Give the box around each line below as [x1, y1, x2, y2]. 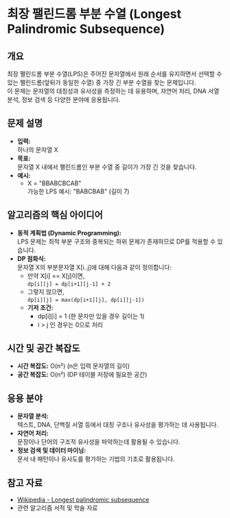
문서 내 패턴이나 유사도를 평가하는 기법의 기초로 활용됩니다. [16, 455, 175, 463]
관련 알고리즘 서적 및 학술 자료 [16, 504, 98, 512]
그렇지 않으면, [27, 287, 65, 296]
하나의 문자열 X [16, 145, 58, 154]
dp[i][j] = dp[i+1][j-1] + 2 [27, 281, 111, 287]
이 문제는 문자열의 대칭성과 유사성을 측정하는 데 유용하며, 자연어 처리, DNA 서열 [7, 87, 220, 95]
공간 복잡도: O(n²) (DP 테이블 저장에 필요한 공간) [16, 370, 148, 379]
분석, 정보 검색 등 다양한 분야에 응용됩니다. [7, 95, 121, 104]
